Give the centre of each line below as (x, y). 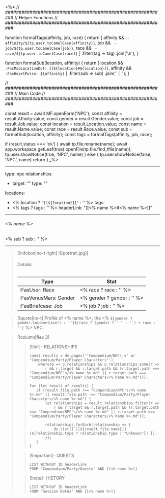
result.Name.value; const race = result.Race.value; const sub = (69, 129)
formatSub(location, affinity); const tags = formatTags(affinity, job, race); (79, 134)
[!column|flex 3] (33, 337)
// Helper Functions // (36, 18)
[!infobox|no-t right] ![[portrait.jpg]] (53, 253)
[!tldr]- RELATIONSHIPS (53, 347)
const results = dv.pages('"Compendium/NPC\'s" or (82, 356)
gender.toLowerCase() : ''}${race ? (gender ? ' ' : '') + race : (86, 323)
